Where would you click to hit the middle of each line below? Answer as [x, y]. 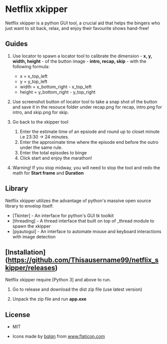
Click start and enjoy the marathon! [56, 158]
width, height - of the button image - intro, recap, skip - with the [79, 61]
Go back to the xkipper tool [40, 122]
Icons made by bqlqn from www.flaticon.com [59, 337]
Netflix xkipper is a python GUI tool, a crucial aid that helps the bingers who [83, 23]
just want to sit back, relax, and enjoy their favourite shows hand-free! [77, 28]
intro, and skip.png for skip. [40, 112]
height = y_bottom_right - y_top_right [58, 92]
